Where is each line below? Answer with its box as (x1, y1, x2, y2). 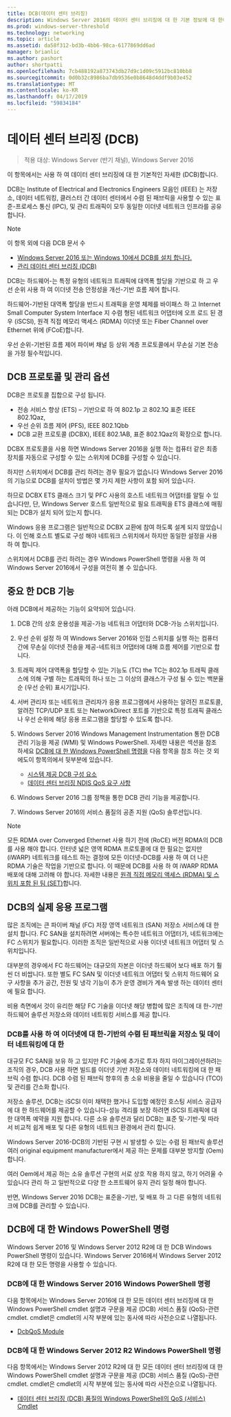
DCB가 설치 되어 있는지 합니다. (19, 508, 102, 517)
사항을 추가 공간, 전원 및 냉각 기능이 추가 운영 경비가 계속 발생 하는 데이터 (14, 979, 210, 987)
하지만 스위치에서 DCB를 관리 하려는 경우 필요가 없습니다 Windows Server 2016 (7, 468, 223, 476)
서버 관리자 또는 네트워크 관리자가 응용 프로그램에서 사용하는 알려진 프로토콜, (16, 698, 223, 706)
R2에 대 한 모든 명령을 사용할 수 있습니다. (7, 1260, 118, 1268)
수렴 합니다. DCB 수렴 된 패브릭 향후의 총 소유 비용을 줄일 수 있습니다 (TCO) (19, 1074, 223, 1082)
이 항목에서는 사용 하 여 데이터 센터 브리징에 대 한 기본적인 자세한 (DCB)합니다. (7, 170, 219, 178)
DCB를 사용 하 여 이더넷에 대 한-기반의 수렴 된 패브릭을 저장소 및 (7, 1029, 206, 1039)
